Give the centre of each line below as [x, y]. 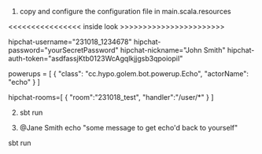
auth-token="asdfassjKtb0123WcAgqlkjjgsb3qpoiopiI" [96, 59]
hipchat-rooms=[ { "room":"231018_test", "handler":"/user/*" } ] [111, 97]
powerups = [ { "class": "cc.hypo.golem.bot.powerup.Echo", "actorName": [129, 73]
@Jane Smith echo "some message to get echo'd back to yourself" [129, 128]
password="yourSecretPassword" [64, 50]
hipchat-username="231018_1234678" [70, 42]
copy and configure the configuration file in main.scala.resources [125, 11]
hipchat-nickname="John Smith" [173, 50]
